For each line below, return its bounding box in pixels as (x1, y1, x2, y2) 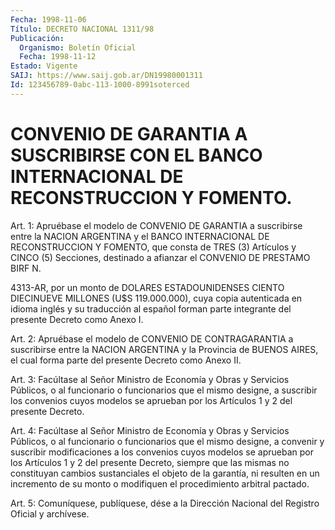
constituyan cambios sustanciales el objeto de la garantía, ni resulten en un (10, 467, 320, 479)
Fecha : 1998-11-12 (19, 52, 97, 62)
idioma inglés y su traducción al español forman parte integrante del (10, 302, 292, 315)
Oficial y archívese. (10, 507, 90, 520)
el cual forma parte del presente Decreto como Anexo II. (10, 354, 242, 366)
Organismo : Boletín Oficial (19, 42, 137, 53)
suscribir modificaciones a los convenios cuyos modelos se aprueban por (10, 446, 315, 458)
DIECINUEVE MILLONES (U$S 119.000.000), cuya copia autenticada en (10, 292, 303, 304)
